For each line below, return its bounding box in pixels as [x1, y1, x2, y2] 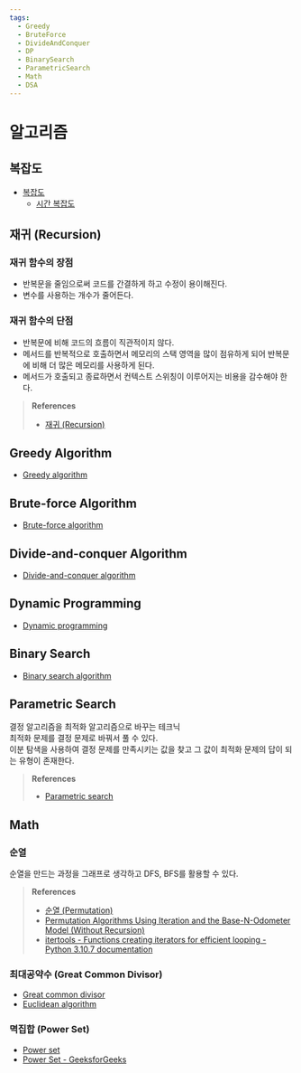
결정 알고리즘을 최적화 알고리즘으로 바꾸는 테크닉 [9, 721, 181, 732]
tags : [9, 13, 30, 23]
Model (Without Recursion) [44, 925, 146, 936]
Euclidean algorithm [22, 999, 97, 1010]
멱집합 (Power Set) [9, 1023, 90, 1036]
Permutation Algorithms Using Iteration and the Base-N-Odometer [44, 915, 291, 927]
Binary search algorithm [22, 670, 112, 681]
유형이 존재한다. [18, 756, 75, 767]
